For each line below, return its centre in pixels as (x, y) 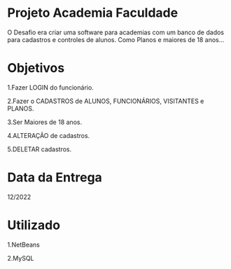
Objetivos (36, 68)
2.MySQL (21, 258)
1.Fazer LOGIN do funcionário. (51, 87)
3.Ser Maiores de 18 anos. (45, 122)
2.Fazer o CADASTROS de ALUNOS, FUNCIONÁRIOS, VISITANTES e (106, 101)
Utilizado (34, 225)
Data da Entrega (55, 178)
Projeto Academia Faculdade (93, 13)
